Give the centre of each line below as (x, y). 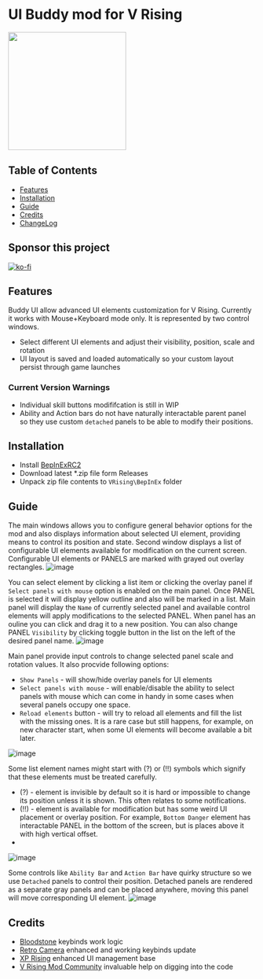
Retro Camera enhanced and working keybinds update (108, 950)
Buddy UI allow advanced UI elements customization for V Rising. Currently (130, 310)
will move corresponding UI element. (68, 898)
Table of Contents (53, 171)
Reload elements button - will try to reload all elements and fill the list (131, 713)
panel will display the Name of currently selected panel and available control (129, 608)
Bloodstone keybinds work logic (71, 942)
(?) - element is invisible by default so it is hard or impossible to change (135, 793)
